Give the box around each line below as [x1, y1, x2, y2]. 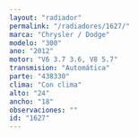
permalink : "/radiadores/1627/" [9, 22, 130, 31]
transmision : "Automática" [9, 64, 110, 73]
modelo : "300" [9, 38, 63, 48]
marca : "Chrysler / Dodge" [9, 30, 110, 39]
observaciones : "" [9, 105, 78, 114]
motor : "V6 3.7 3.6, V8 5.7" [9, 55, 118, 64]
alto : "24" [9, 88, 50, 97]
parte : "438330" [9, 72, 70, 81]
